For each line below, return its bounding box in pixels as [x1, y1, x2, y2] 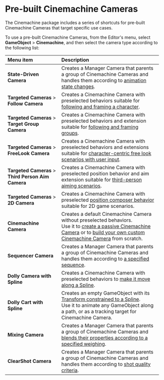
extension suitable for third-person [61, 176, 142, 183]
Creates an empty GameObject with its [61, 289, 150, 296]
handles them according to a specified [61, 255, 150, 262]
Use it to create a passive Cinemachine [61, 223, 151, 229]
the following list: [5, 45, 40, 51]
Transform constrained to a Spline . [61, 296, 141, 303]
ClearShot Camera [7, 357, 51, 364]
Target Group [7, 120, 39, 127]
